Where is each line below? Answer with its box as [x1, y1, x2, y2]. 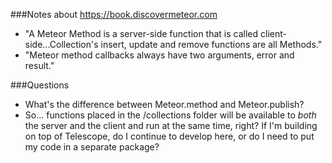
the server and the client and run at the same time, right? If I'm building [24, 120, 318, 131]
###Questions [10, 79, 70, 91]
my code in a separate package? [24, 141, 160, 153]
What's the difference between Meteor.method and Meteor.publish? [24, 99, 305, 110]
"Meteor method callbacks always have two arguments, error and [24, 49, 295, 61]
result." [24, 60, 55, 71]
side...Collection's [24, 39, 99, 50]
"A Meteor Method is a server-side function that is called [24, 28, 259, 39]
